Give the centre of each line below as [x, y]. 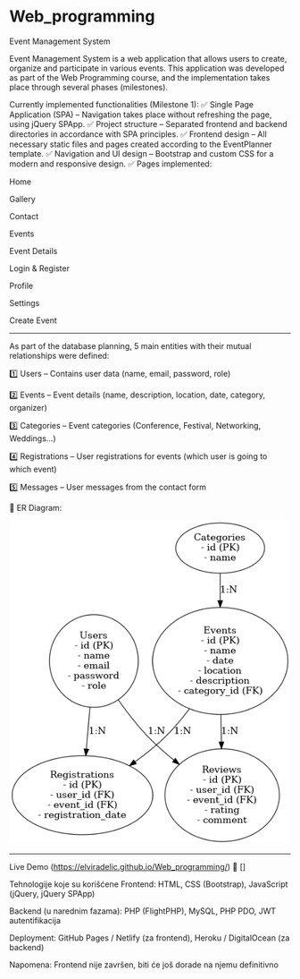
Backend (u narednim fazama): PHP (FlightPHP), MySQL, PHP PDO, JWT [143, 911]
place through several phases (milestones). [88, 87]
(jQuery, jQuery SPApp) [52, 893]
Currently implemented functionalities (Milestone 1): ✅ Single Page [132, 104]
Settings [25, 302]
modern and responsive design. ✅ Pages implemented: [111, 164]
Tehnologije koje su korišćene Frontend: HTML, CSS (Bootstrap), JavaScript [149, 884]
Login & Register [39, 268]
